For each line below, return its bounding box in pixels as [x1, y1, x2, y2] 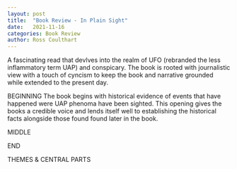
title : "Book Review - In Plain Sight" [7, 17, 129, 24]
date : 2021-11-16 [7, 23, 65, 30]
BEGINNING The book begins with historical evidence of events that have [7, 92, 221, 101]
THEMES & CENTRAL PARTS [7, 156, 91, 164]
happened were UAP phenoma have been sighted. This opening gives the [7, 99, 222, 108]
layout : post [7, 10, 46, 18]
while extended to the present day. [7, 78, 108, 87]
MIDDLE [7, 128, 31, 137]
